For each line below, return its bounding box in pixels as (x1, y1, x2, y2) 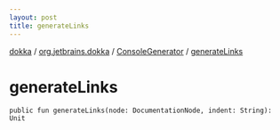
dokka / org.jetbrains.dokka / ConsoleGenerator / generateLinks (9, 45, 244, 56)
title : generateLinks (9, 21, 90, 30)
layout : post (9, 12, 58, 22)
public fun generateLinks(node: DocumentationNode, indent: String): (9, 106, 273, 116)
